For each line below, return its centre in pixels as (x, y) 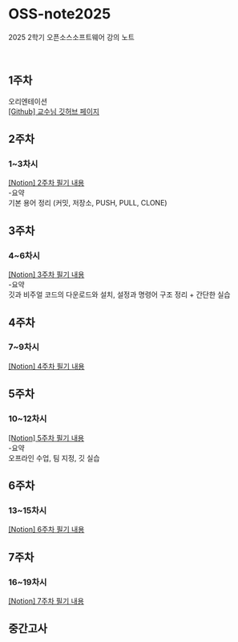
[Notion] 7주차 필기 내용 (46, 601)
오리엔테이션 (28, 101)
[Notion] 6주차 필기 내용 (46, 530)
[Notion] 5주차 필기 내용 (46, 437)
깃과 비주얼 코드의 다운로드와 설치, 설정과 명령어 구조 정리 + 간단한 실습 (119, 295)
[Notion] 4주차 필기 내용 (46, 366)
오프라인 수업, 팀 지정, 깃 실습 (54, 457)
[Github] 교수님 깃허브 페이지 (54, 111)
